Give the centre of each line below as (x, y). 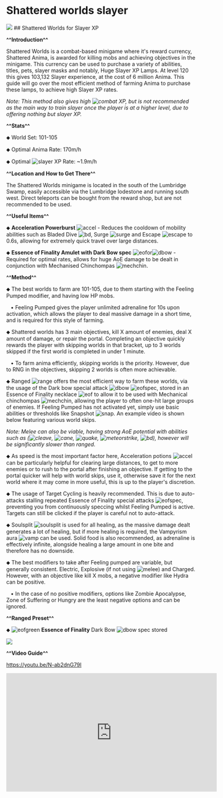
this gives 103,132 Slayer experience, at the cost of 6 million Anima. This (95, 76)
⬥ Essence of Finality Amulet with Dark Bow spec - (91, 252)
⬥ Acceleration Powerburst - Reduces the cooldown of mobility (96, 227)
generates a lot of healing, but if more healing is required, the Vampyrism (97, 531)
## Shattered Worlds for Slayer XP (56, 28)
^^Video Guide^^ (27, 653)
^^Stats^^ (18, 125)
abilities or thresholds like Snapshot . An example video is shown (95, 413)
